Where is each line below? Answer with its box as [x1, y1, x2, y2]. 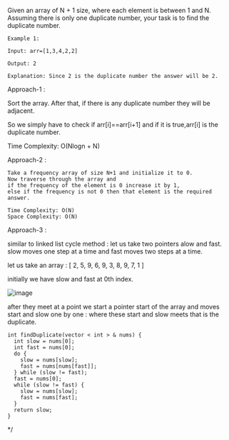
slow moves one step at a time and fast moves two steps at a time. [7, 247, 203, 256]
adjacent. [7, 106, 35, 115]
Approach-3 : [7, 226, 47, 234]
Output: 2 [7, 60, 37, 67]
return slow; [14, 406, 53, 414]
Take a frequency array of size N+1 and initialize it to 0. [7, 169, 193, 176]
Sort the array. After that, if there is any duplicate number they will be [7, 99, 210, 107]
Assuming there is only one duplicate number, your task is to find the [7, 14, 210, 22]
